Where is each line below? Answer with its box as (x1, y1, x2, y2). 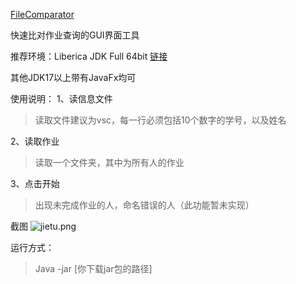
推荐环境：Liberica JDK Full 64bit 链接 (10, 50, 168, 62)
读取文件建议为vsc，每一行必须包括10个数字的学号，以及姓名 (34, 114, 287, 126)
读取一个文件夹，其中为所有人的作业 (34, 157, 185, 168)
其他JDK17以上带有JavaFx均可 (10, 72, 137, 83)
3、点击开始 (10, 178, 60, 189)
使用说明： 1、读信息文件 (10, 93, 113, 104)
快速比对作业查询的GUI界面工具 (10, 29, 140, 41)
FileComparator (10, 9, 75, 20)
